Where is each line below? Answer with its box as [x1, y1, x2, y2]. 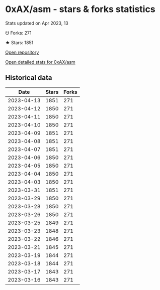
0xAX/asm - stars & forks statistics [5, 4, 155, 15]
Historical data [5, 74, 52, 82]
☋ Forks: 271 [5, 30, 32, 36]
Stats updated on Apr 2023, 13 [5, 20, 69, 26]
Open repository [5, 49, 39, 55]
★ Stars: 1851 [5, 39, 34, 46]
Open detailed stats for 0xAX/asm [5, 59, 75, 65]
